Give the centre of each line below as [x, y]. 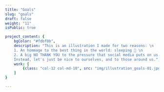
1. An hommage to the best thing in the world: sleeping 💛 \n [78, 50]
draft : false [18, 19]
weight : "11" [18, 23]
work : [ [21, 64]
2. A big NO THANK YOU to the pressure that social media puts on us [86, 55]
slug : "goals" [20, 14]
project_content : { [25, 37]
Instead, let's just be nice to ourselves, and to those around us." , [87, 59]
